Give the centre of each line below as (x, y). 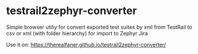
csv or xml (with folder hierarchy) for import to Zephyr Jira (77, 33)
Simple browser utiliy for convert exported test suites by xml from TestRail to (99, 27)
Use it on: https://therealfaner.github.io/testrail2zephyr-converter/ (86, 45)
